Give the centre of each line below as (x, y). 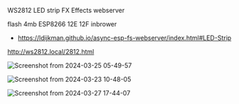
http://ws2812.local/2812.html (51, 52)
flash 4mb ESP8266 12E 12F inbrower (62, 24)
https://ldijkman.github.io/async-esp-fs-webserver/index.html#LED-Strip (124, 38)
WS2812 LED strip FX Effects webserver (66, 10)
